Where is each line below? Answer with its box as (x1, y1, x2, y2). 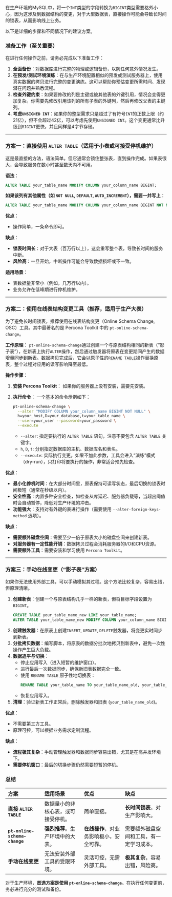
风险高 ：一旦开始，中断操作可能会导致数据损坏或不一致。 (12, 258, 134, 264)
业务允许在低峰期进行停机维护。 (12, 286, 80, 292)
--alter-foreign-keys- (112, 507, 161, 512)
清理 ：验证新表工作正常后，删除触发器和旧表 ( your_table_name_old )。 (12, 698, 160, 705)
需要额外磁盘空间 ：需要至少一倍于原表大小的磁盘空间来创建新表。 (12, 534, 152, 540)
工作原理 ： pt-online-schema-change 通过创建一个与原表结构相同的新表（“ (5, 342, 160, 348)
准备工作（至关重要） (5, 42, 58, 49)
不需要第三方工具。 (12, 720, 54, 727)
